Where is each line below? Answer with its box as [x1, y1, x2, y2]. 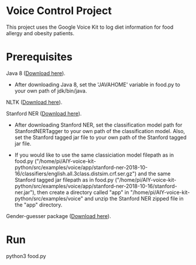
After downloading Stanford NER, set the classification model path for [14, 121, 183, 128]
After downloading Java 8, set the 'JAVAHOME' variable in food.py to [14, 81, 180, 88]
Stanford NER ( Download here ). [6, 110, 82, 117]
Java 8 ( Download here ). [6, 69, 66, 77]
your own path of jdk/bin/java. [14, 87, 87, 94]
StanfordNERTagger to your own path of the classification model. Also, [14, 127, 185, 134]
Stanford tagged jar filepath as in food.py [14, 176, 114, 183]
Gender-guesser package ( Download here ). [6, 212, 111, 219]
